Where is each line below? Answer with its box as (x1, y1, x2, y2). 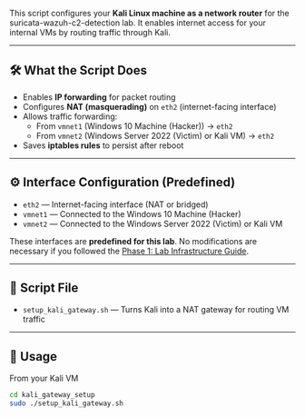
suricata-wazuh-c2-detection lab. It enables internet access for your (9, 17, 266, 28)
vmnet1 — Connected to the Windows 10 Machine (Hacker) (22, 208, 242, 219)
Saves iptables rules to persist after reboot (22, 140, 184, 151)
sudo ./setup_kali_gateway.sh (9, 399, 124, 408)
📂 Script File (9, 281, 79, 296)
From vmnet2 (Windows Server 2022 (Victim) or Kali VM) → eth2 (35, 130, 275, 141)
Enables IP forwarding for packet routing (22, 91, 176, 103)
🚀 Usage (9, 349, 57, 364)
